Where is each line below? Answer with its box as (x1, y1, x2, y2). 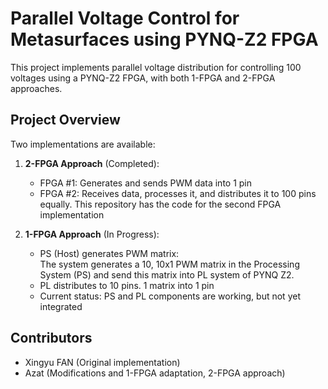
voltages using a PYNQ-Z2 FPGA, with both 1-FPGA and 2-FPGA (10, 72, 276, 84)
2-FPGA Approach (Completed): (24, 157, 160, 169)
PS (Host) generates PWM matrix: (39, 247, 180, 259)
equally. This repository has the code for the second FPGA (39, 198, 282, 210)
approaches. (10, 82, 63, 94)
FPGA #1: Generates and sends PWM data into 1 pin (39, 177, 253, 189)
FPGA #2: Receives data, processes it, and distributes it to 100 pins (39, 187, 317, 199)
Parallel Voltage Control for (10, 7, 240, 30)
